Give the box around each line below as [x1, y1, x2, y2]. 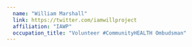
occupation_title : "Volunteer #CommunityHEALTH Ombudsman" [12, 29, 187, 37]
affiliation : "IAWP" [12, 23, 72, 30]
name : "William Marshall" [12, 10, 88, 17]
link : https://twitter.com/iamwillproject [12, 17, 137, 23]
